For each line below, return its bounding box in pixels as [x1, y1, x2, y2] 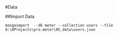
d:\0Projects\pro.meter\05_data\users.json [5, 27, 96, 32]
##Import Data [5, 14, 35, 19]
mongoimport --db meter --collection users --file [5, 23, 113, 28]
